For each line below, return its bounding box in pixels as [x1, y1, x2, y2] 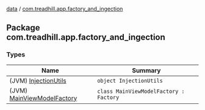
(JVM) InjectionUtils [9, 76, 67, 84]
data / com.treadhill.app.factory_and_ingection [6, 5, 123, 12]
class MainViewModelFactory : [97, 88, 185, 95]
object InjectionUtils [97, 77, 164, 84]
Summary [132, 66, 161, 75]
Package [6, 22, 41, 33]
